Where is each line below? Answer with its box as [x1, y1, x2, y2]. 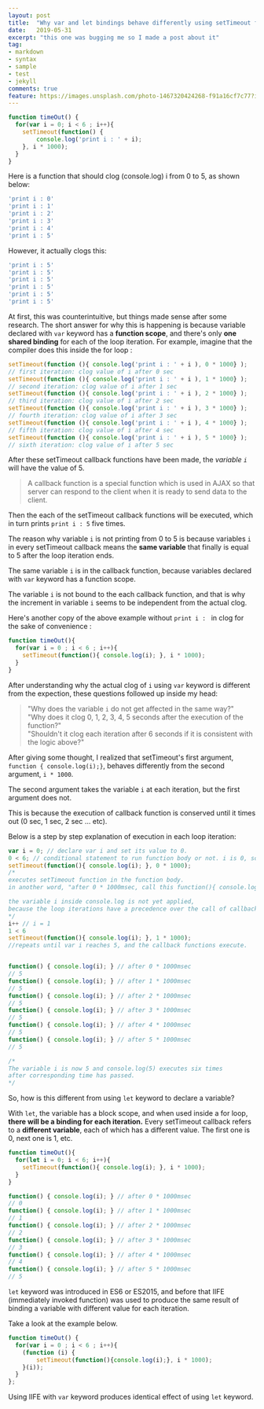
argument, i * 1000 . [8, 769, 74, 778]
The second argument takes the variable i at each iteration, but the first [8, 784, 240, 794]
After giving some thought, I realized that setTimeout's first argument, [8, 752, 234, 762]
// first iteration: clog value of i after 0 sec [8, 367, 174, 376]
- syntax [8, 56, 37, 64]
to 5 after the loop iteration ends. [8, 551, 115, 561]
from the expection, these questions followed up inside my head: [8, 689, 218, 698]
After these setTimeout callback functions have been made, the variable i [8, 455, 247, 465]
